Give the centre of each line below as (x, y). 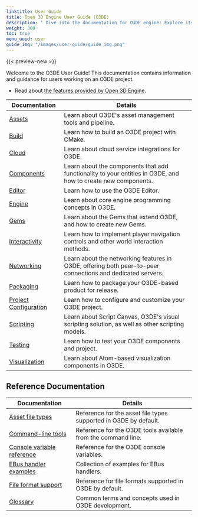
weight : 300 (21, 28)
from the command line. (109, 437)
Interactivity (26, 241)
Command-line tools (38, 434)
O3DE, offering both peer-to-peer (112, 265)
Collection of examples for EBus (120, 464)
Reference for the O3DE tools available (129, 430)
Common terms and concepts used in (128, 498)
